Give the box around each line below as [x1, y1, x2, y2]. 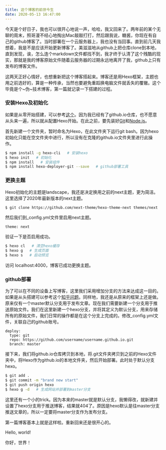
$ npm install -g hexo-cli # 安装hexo [5, 150, 88, 156]
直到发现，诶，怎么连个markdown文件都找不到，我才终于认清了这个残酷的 [5, 50, 157, 57]
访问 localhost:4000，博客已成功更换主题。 [5, 262, 94, 268]
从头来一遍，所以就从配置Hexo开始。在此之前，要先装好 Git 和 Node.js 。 [5, 118, 150, 123]
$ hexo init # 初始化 [5, 155, 52, 160]
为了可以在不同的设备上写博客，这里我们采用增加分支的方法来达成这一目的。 [5, 288, 161, 294]
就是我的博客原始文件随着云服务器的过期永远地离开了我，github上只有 [18, 57, 161, 63]
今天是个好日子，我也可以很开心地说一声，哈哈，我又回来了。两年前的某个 [5, 26, 157, 32]
